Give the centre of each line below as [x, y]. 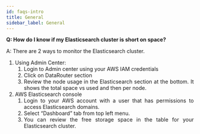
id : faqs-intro [25, 12]
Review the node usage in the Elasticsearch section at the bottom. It [109, 82]
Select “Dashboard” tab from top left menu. [77, 113]
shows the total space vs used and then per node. [85, 88]
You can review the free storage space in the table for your [109, 120]
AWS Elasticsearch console [48, 94]
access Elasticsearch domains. [62, 107]
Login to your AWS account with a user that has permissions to [109, 101]
